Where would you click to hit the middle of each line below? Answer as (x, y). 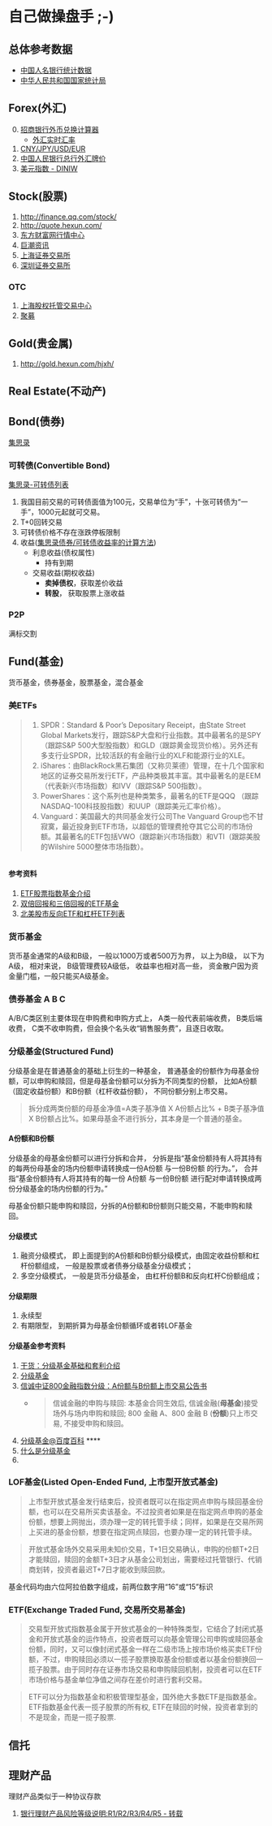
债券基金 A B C (37, 999)
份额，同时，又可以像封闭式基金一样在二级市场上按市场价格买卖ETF (142, 1649)
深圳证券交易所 (45, 265)
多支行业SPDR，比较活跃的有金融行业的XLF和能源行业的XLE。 (145, 755)
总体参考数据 (41, 49)
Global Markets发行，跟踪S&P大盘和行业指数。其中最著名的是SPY (151, 734)
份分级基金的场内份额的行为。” (58, 1188)
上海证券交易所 (45, 255)
